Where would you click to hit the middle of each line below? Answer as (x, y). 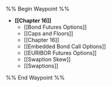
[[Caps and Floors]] (48, 33)
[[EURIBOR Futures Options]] (60, 53)
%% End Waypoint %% (35, 78)
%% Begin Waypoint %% (38, 9)
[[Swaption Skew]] (47, 59)
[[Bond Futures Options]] (55, 27)
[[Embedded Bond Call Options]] (65, 46)
